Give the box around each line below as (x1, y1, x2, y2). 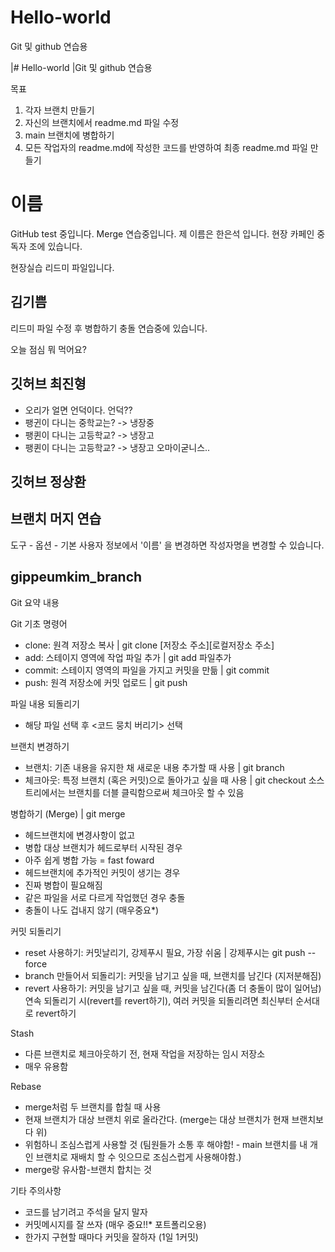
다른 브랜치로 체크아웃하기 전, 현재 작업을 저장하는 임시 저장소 (24, 1047, 266, 1060)
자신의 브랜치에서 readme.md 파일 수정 (24, 116, 180, 128)
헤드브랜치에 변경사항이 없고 (24, 829, 136, 841)
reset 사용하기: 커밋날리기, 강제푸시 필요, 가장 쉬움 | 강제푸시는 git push (24, 946, 306, 958)
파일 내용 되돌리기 (10, 697, 80, 710)
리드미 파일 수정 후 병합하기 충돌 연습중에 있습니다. (10, 322, 208, 334)
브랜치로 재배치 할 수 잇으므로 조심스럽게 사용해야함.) (35, 1151, 242, 1163)
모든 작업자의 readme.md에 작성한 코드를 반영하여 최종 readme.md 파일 (24, 141, 308, 153)
